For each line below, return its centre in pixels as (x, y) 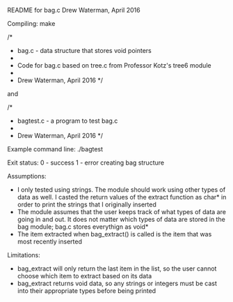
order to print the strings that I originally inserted (87, 204)
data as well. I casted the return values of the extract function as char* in (122, 197)
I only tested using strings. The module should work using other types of (121, 190)
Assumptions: (27, 176)
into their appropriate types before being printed (87, 291)
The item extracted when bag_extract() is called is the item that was (114, 234)
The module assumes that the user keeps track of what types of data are (121, 212)
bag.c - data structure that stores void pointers (84, 51)
